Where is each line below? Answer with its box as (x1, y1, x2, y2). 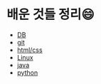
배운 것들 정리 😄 (6, 6, 95, 23)
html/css (16, 46, 43, 54)
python (16, 68, 38, 77)
